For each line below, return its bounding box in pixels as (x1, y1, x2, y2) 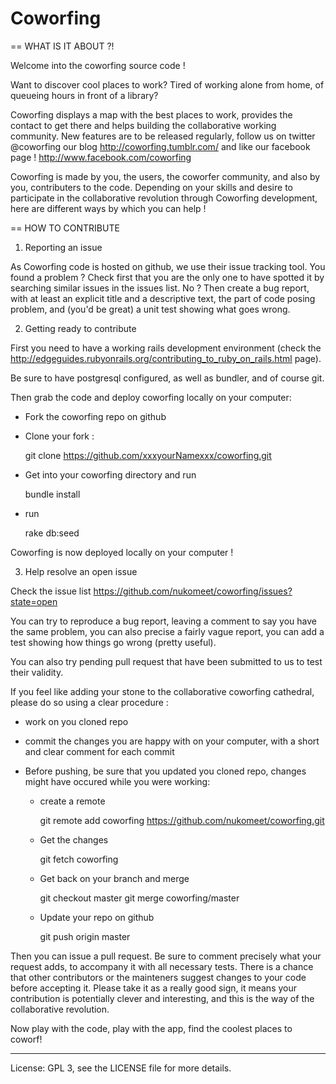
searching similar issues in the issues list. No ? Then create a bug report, (10, 282, 310, 294)
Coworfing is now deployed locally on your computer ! (10, 546, 234, 558)
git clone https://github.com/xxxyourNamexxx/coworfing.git (24, 449, 272, 461)
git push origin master (39, 930, 131, 942)
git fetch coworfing (39, 853, 119, 865)
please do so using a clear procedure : (10, 696, 169, 708)
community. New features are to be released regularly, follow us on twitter (10, 130, 316, 142)
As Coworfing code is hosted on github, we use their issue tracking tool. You (10, 260, 326, 272)
